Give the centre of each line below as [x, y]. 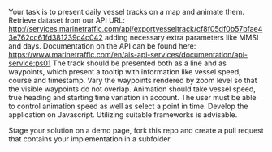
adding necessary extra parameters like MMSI [181, 37]
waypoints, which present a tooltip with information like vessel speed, [125, 72]
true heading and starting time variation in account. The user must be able [132, 97]
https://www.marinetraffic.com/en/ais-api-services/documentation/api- [128, 55]
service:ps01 [30, 63]
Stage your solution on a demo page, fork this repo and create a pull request [136, 130]
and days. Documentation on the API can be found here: [102, 46]
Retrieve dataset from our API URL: [67, 20]
